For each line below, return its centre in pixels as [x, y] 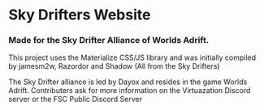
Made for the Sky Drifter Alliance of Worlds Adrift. [109, 40]
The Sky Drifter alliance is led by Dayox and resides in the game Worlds [128, 82]
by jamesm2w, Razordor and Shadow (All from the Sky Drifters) [114, 66]
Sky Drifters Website [80, 15]
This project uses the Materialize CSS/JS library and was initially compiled [132, 57]
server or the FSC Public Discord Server [75, 99]
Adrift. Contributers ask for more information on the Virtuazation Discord [130, 91]
